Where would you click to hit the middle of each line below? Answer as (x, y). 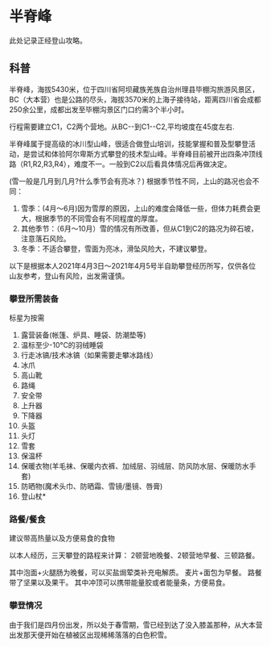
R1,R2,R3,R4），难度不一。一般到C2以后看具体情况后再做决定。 (127, 164)
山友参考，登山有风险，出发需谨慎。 (69, 276)
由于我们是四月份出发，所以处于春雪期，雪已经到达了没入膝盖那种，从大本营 (136, 624)
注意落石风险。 (45, 238)
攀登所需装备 (34, 298)
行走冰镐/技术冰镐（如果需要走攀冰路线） (89, 355)
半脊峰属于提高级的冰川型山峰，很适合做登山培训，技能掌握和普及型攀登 (129, 144)
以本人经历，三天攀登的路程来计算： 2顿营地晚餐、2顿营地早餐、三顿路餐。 (134, 555)
